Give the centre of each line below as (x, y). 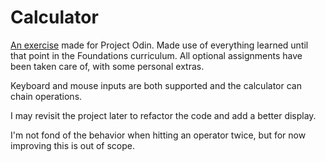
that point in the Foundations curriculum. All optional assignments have (156, 55)
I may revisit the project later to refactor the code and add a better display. (163, 115)
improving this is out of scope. (72, 145)
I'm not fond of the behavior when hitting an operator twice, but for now (158, 135)
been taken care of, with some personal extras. (107, 66)
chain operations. (46, 96)
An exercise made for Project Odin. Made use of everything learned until (159, 45)
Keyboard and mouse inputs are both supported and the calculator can (156, 85)
